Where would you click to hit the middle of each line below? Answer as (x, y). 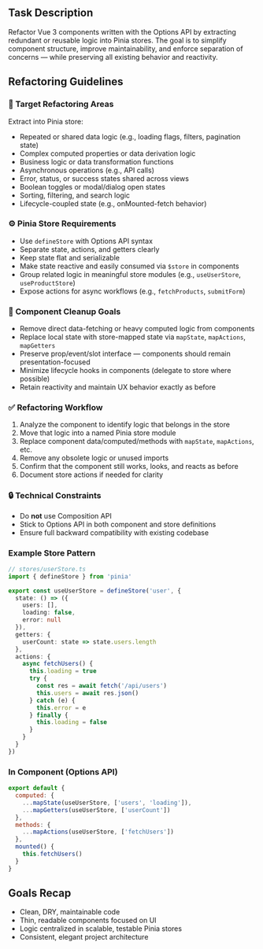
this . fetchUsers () (52, 854)
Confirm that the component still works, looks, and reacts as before (129, 467)
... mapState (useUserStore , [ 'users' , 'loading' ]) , (107, 803)
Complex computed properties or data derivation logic (107, 153)
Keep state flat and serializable (70, 257)
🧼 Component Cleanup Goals (65, 312)
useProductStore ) (48, 282)
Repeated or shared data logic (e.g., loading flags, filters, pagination (130, 136)
